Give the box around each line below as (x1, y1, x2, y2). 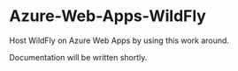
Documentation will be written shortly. (9, 52, 148, 62)
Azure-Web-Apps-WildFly (9, 6, 206, 26)
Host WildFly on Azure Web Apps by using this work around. (9, 35, 230, 46)
